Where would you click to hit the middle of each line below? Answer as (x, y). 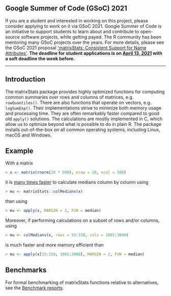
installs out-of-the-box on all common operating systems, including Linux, (83, 129)
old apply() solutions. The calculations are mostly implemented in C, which (84, 119)
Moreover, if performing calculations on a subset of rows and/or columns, (82, 221)
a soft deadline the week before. (40, 59)
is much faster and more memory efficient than (55, 245)
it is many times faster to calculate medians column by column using (77, 182)
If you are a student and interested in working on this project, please (77, 20)
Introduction (25, 79)
